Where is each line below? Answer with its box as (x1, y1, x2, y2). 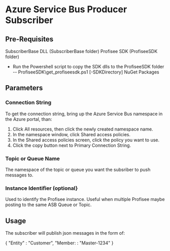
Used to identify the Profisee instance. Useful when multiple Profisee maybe (5, 196, 165, 203)
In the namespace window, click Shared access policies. (12, 131, 131, 137)
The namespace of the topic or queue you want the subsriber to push (5, 166, 151, 172)
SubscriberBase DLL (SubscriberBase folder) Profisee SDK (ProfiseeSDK (5, 48, 158, 54)
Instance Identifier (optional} (5, 185, 78, 192)
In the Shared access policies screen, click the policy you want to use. (12, 137, 160, 143)
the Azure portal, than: (5, 116, 52, 122)
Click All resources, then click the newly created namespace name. (12, 126, 153, 132)
